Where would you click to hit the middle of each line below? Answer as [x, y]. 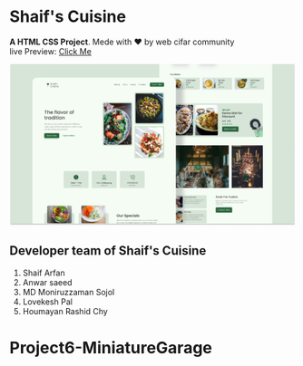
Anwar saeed [47, 282]
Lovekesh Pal [47, 302]
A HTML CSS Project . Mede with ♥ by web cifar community [122, 42]
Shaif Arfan [44, 273]
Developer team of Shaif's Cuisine [108, 251]
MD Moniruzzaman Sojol [68, 292]
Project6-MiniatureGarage [111, 347]
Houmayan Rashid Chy [65, 311]
